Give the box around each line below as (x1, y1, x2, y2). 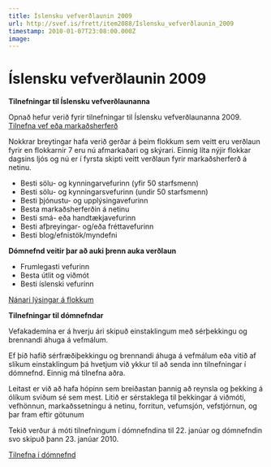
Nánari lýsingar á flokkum (8, 295, 94, 305)
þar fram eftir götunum (8, 410, 84, 420)
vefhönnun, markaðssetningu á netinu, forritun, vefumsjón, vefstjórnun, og (8, 401, 258, 411)
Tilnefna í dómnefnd (8, 450, 76, 460)
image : (8, 34, 31, 43)
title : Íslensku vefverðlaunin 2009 (8, 11, 132, 20)
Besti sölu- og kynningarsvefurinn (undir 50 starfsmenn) (19, 187, 209, 197)
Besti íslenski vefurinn (19, 279, 94, 289)
